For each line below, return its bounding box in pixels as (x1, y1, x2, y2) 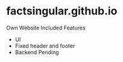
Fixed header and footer (14, 42, 75, 49)
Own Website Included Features (6, 24, 86, 31)
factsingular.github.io (6, 4, 118, 18)
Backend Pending (14, 48, 59, 55)
